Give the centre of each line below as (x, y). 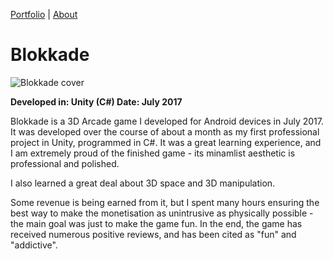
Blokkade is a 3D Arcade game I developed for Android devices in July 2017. (167, 121)
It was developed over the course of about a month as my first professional (165, 131)
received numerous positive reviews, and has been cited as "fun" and (153, 234)
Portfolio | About (44, 14)
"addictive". (34, 245)
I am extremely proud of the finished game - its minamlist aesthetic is (153, 153)
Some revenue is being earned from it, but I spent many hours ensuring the (165, 202)
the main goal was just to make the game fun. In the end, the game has (156, 223)
